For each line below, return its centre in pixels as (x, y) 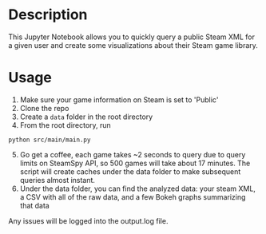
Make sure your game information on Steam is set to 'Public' (119, 99)
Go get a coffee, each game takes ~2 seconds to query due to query (133, 154)
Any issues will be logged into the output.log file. (88, 220)
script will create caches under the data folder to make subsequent (130, 171)
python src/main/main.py (50, 140)
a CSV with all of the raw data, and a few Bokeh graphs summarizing (133, 196)
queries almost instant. (58, 180)
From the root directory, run (66, 125)
